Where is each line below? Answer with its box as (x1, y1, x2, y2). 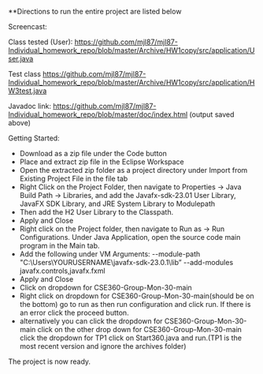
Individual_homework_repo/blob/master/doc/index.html (8, 110, 188, 119)
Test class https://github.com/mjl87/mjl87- (8, 69, 146, 78)
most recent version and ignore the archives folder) (19, 342, 187, 350)
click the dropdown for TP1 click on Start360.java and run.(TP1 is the (19, 333, 243, 342)
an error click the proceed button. (19, 308, 129, 317)
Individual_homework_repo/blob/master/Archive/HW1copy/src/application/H (8, 78, 255, 87)
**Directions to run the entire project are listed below (8, 7, 182, 16)
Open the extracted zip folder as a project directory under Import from (19, 166, 248, 174)
